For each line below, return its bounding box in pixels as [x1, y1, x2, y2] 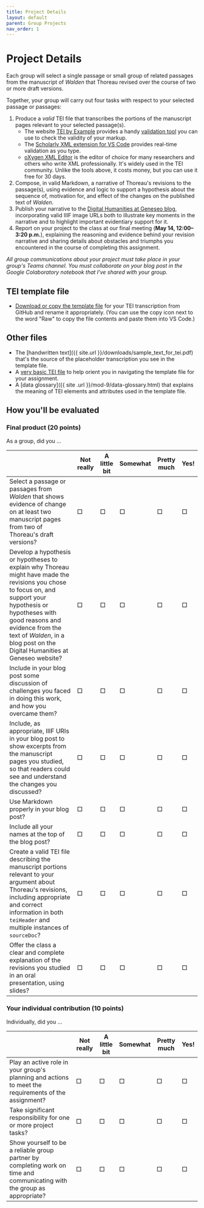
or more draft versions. [6, 85, 64, 92]
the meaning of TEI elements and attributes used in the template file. [15, 387, 187, 395]
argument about [9, 878, 55, 886]
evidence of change [9, 500, 67, 508]
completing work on [9, 1161, 67, 1169]
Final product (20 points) [6, 423, 81, 432]
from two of [9, 523, 43, 531]
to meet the [9, 1081, 42, 1089]
